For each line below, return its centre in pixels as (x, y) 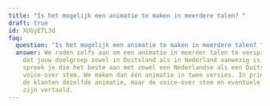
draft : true (28, 23)
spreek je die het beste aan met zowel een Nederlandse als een (133, 68)
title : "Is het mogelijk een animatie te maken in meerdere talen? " (127, 16)
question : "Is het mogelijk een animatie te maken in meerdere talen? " (140, 45)
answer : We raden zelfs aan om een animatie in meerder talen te (127, 53)
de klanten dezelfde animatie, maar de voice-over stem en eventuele (142, 82)
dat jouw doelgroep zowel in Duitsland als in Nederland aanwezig (136, 61)
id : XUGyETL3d (32, 30)
